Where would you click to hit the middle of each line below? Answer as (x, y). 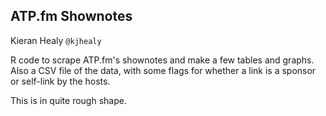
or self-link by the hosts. (60, 81)
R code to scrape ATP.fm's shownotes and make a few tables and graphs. (162, 60)
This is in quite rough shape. (68, 100)
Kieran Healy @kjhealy (56, 40)
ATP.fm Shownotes (71, 16)
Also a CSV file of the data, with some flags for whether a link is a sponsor (163, 70)
